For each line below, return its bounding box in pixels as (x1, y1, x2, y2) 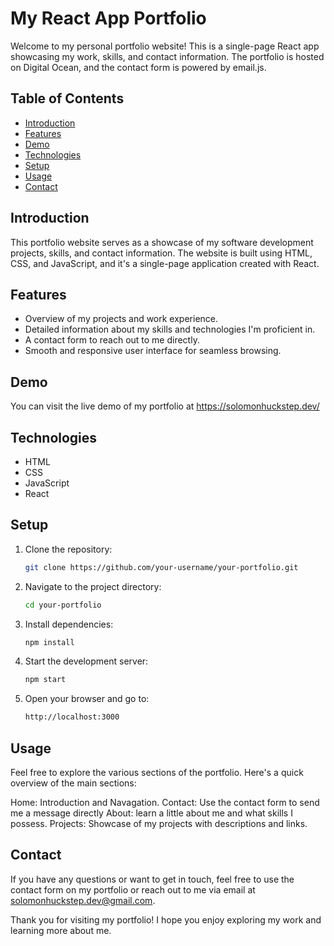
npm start (24, 675, 67, 685)
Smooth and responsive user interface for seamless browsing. (24, 345, 282, 357)
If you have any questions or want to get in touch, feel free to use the (10, 873, 295, 885)
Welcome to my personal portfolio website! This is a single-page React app (10, 40, 320, 52)
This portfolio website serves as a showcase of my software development (10, 236, 314, 248)
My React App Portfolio (10, 7, 207, 30)
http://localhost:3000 (24, 712, 120, 722)
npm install (24, 637, 75, 647)
